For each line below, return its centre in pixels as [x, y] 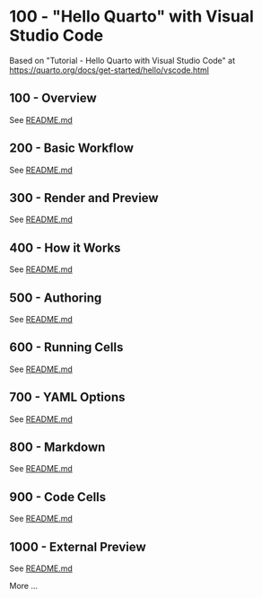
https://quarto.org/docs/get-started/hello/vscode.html [109, 70]
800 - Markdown [57, 448]
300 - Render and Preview [84, 198]
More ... [24, 586]
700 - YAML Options [67, 397]
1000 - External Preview [78, 546]
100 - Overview [53, 98]
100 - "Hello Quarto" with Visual [131, 17]
